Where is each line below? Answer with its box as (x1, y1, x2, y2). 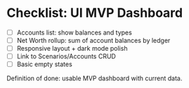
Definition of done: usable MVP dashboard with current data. (6, 74, 183, 82)
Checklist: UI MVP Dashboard (6, 5, 183, 21)
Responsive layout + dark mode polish (16, 44, 128, 53)
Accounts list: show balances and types (16, 28, 133, 37)
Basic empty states (16, 60, 73, 68)
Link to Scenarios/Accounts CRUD (16, 52, 117, 61)
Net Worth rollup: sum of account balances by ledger (16, 37, 171, 44)
